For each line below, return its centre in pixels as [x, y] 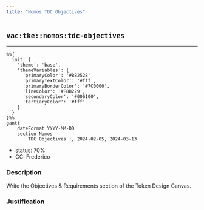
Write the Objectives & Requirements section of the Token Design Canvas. [99, 186]
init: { [22, 60]
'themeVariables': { [43, 70]
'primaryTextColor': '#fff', [59, 81]
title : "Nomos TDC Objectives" [46, 12]
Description [24, 172]
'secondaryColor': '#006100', [60, 97]
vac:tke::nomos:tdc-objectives [66, 36]
